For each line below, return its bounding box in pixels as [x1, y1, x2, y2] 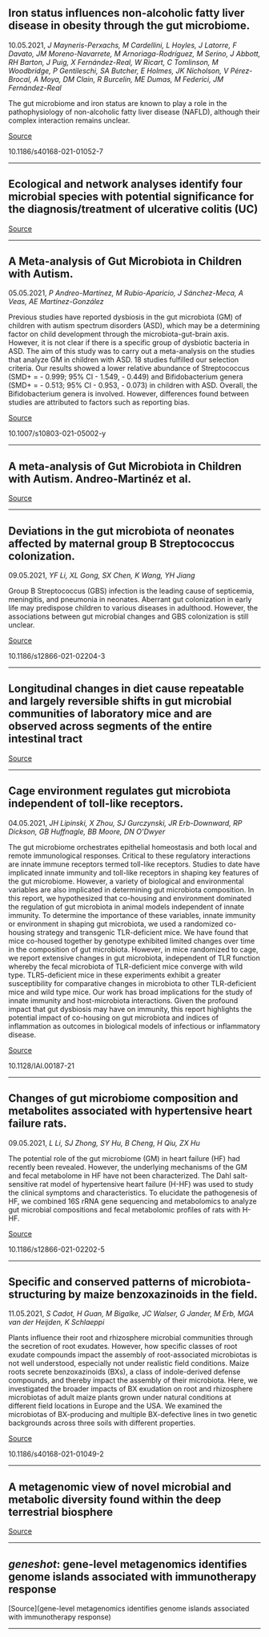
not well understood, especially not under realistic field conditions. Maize [8, 1359, 250, 1368]
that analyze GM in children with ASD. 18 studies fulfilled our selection [8, 355, 239, 364]
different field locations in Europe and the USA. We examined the [8, 1401, 223, 1411]
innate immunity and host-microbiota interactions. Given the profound [8, 995, 239, 1005]
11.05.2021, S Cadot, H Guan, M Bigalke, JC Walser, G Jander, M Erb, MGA [8, 1309, 255, 1318]
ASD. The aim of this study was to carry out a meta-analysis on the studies [8, 347, 255, 356]
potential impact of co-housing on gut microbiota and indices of [8, 1013, 219, 1022]
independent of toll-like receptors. [8, 797, 184, 810]
